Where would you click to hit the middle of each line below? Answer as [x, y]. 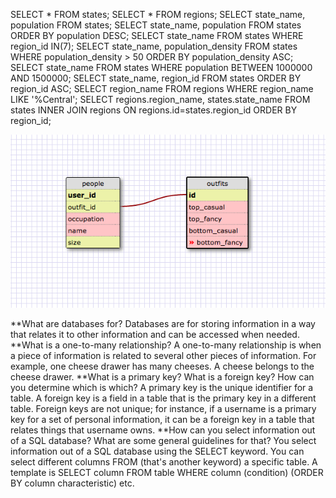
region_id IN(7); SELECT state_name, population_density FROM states [154, 46]
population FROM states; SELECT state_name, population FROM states [156, 25]
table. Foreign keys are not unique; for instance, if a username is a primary [163, 408]
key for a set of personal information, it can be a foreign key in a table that [162, 419]
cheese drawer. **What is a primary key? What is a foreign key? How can [162, 376]
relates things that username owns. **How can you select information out [163, 430]
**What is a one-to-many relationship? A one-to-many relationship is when [166, 345]
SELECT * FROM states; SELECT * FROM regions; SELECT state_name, [158, 14]
